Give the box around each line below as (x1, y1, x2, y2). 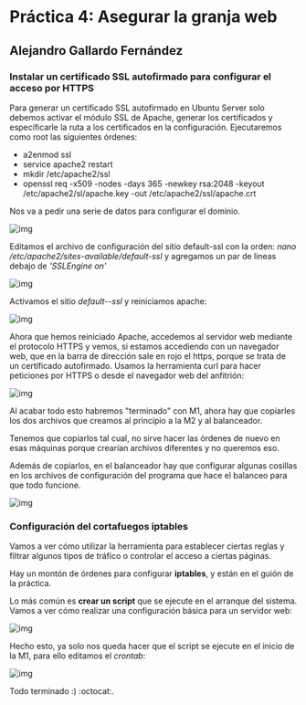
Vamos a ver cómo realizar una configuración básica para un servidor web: (9, 605, 292, 616)
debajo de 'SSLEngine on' (9, 260, 107, 271)
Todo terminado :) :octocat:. (9, 686, 115, 697)
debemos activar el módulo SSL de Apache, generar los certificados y (9, 111, 273, 122)
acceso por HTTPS (9, 81, 94, 94)
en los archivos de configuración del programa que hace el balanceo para (9, 469, 288, 480)
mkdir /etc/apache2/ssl (22, 168, 111, 179)
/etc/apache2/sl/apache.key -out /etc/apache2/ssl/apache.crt (22, 187, 257, 198)
